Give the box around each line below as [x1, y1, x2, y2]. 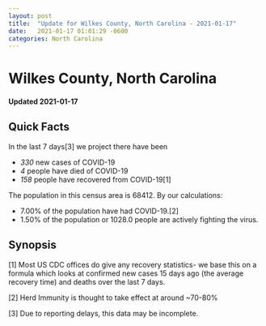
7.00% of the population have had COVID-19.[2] [19, 206, 179, 216]
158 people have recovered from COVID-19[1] [19, 174, 171, 184]
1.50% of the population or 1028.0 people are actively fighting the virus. [19, 214, 259, 224]
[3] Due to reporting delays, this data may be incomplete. [8, 308, 199, 318]
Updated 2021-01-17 [8, 97, 78, 106]
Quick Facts [8, 120, 70, 134]
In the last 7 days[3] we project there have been [8, 141, 168, 151]
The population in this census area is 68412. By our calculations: [8, 190, 223, 199]
